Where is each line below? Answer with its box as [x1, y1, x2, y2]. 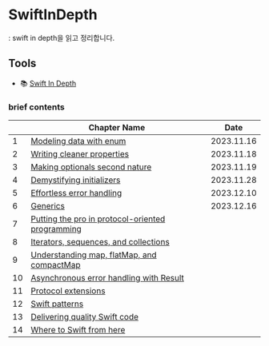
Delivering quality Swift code [30, 312, 139, 323]
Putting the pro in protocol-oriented [30, 213, 166, 225]
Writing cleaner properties [30, 149, 130, 160]
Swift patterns [30, 298, 84, 309]
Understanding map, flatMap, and [30, 249, 158, 260]
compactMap [30, 260, 82, 271]
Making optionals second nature [30, 161, 152, 173]
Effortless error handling [30, 188, 122, 199]
